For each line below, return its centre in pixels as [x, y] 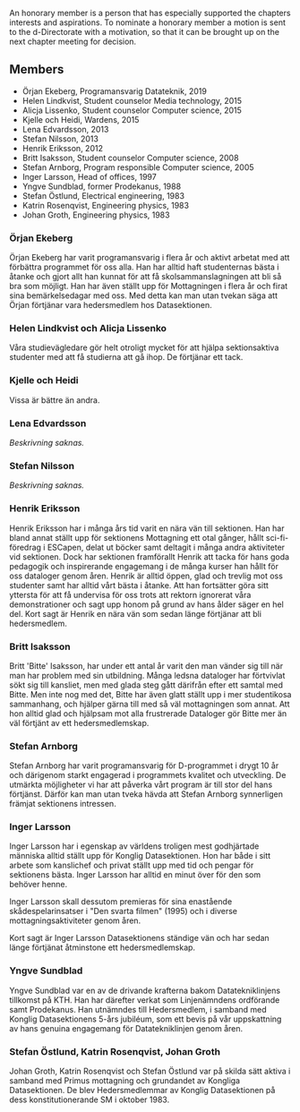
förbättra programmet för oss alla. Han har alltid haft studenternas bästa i [144, 267]
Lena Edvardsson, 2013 [65, 129]
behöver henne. [39, 885]
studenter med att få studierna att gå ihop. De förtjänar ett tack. [126, 357]
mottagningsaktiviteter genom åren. [75, 920]
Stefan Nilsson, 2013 [60, 139]
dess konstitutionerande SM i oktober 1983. [90, 1099]
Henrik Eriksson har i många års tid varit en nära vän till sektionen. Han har [147, 528]
